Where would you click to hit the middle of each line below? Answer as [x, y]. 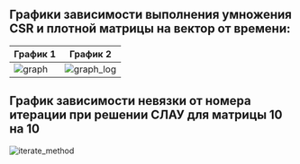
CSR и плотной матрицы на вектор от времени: [150, 29]
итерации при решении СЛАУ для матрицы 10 [146, 115]
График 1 [35, 54]
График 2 [91, 54]
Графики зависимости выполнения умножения [151, 15]
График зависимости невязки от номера [130, 101]
